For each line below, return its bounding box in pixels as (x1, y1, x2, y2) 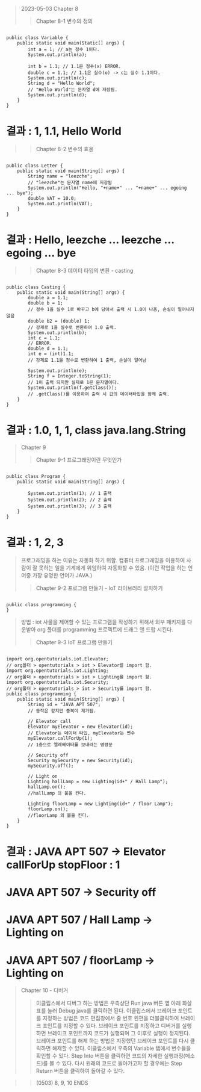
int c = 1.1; (28, 335, 61, 341)
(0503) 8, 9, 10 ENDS (36, 1079, 88, 1087)
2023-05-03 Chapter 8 (20, 5, 79, 12)
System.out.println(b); (28, 329, 87, 336)
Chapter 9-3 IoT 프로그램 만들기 (36, 638, 113, 646)
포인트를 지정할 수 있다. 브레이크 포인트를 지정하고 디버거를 (42, 1022, 181, 1029)
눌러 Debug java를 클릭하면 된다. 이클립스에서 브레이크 (47, 1007, 177, 1014)
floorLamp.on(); (28, 806, 69, 812)
